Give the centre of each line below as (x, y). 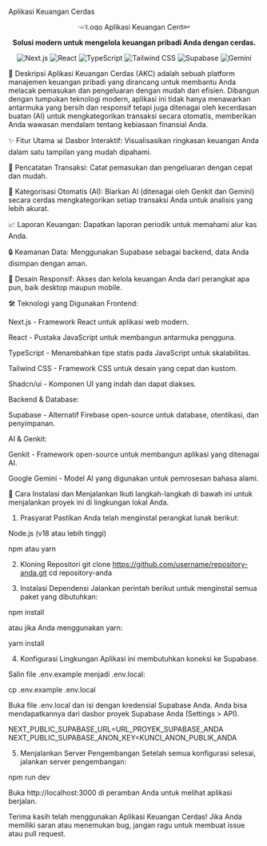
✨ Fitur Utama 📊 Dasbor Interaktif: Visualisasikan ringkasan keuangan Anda (134, 140)
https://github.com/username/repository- (180, 564)
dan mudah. (28, 176)
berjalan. (23, 801)
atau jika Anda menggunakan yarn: (66, 628)
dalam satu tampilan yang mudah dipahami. (80, 152)
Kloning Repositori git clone (65, 564)
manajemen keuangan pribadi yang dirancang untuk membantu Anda (122, 82)
